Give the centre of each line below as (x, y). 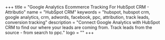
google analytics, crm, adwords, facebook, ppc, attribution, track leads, (77, 17)
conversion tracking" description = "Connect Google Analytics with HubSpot (82, 22)
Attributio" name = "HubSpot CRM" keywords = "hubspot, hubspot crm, (78, 12)
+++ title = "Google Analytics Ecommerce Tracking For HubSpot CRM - (77, 7)
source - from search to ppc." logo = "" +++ (50, 33)
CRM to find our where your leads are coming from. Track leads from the (79, 27)
